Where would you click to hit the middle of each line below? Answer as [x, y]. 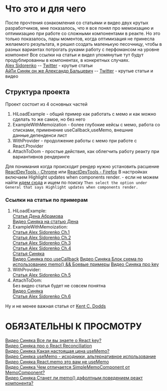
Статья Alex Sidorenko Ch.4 [42, 248]
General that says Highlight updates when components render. [72, 187]
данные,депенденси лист [40, 135]
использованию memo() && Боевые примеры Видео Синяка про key [86, 264]
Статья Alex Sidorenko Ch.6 [42, 296]
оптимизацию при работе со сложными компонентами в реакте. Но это [83, 33]
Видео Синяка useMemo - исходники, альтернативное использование [81, 356]
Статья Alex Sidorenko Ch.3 [42, 243]
